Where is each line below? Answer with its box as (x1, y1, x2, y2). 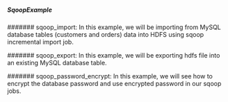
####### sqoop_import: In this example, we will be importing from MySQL (7, 23, 221, 31)
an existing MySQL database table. (7, 58, 107, 67)
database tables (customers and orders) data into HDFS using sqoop (7, 30, 204, 38)
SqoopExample (7, 6, 52, 14)
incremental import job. (7, 37, 74, 46)
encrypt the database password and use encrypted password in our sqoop (7, 79, 222, 87)
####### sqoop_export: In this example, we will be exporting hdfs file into (7, 51, 220, 59)
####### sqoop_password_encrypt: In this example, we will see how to (7, 71, 213, 80)
